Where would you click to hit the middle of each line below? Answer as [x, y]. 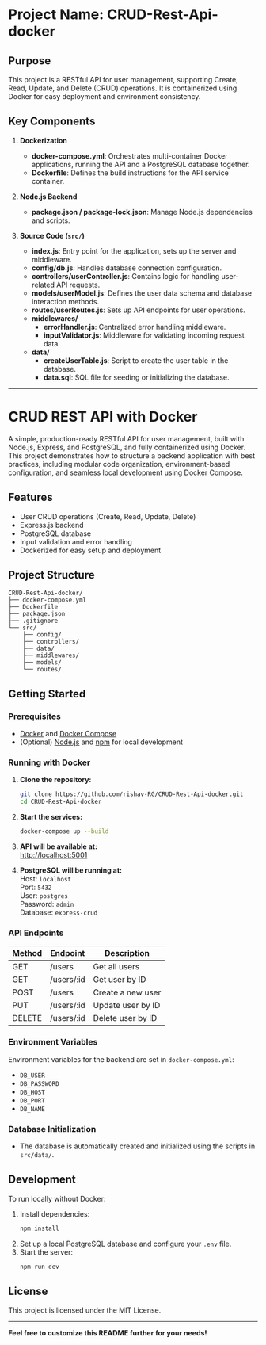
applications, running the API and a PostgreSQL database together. [141, 164]
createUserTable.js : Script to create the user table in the [136, 360]
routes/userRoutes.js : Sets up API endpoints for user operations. [138, 310]
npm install [39, 1228]
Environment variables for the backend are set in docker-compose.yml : [122, 1059]
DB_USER [32, 1076]
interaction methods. [65, 301]
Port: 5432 [36, 887]
